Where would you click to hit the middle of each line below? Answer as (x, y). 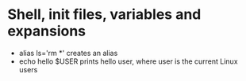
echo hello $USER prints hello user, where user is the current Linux (129, 61)
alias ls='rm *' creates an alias (68, 53)
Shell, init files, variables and (104, 15)
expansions (47, 31)
